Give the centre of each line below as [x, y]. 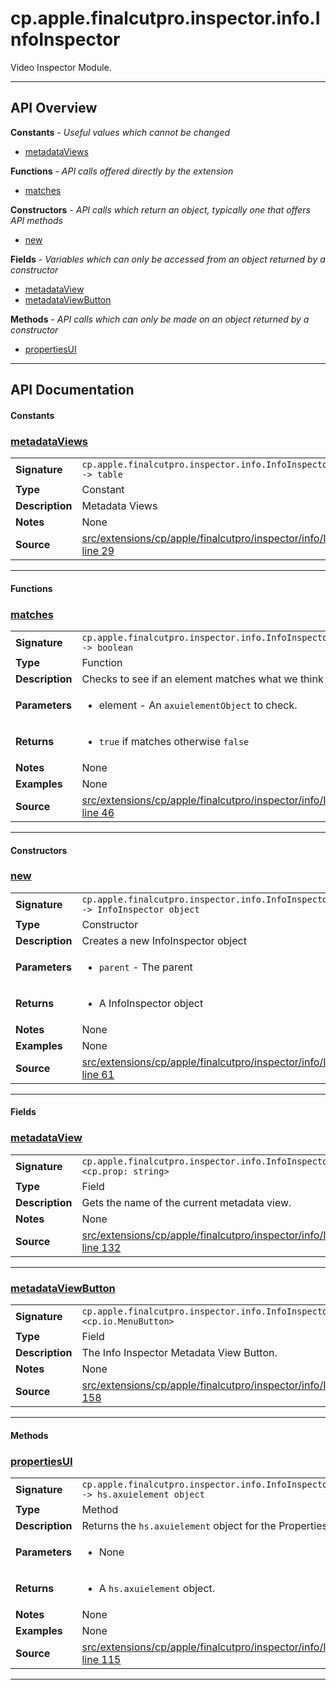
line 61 [98, 1074]
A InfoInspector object [151, 1003]
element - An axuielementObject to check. [198, 705]
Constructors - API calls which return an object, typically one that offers [160, 209]
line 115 [101, 1659]
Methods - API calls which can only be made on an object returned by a [160, 319]
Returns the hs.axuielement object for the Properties [204, 1525]
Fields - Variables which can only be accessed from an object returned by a [168, 259]
